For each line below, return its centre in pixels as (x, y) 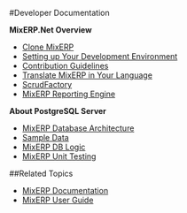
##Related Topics (41, 173)
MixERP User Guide (58, 200)
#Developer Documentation (59, 13)
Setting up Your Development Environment (100, 56)
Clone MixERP (48, 47)
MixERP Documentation (65, 190)
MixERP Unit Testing (59, 156)
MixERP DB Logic (54, 147)
